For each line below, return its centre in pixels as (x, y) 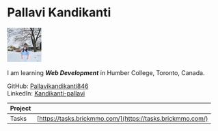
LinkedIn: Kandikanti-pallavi (46, 93)
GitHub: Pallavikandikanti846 (48, 86)
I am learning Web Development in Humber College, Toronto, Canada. (106, 72)
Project (21, 108)
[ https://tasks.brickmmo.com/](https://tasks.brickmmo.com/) (122, 118)
